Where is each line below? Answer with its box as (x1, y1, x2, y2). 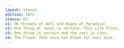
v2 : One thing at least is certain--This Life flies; (5, 26, 120, 31)
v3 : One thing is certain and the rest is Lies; (5, 30, 108, 35)
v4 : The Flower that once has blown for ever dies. (5, 35, 115, 40)
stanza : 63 (5, 16, 28, 21)
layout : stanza (5, 7, 37, 12)
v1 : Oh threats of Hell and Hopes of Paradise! (5, 21, 106, 26)
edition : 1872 (5, 12, 35, 17)
